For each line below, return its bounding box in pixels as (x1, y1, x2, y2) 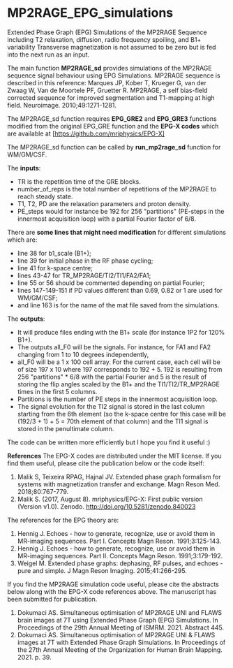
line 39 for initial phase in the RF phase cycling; (17, 256, 153, 265)
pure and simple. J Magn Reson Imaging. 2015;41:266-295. (17, 566, 187, 574)
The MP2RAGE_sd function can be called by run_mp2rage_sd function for (7, 143, 221, 151)
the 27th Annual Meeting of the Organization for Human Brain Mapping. (17, 645, 223, 654)
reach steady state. (17, 192, 73, 201)
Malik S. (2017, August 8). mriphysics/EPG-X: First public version (17, 495, 203, 503)
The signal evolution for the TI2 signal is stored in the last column (17, 402, 205, 410)
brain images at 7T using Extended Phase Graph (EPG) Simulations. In (17, 616, 218, 624)
